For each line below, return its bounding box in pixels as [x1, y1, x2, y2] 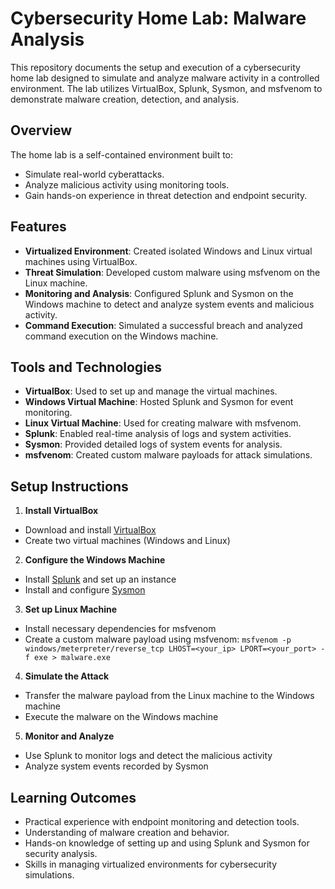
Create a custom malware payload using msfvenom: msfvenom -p [24, 633, 292, 646]
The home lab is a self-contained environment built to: [10, 148, 234, 161]
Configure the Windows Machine [24, 554, 166, 566]
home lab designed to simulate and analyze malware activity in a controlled [10, 72, 320, 84]
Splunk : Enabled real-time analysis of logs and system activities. [24, 428, 292, 440]
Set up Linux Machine [24, 603, 118, 616]
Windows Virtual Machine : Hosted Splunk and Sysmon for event [24, 396, 294, 408]
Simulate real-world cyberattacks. [24, 168, 165, 180]
